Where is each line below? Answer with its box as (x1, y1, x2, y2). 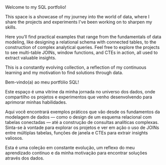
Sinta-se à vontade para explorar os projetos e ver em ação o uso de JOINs (5, 124, 160, 130)
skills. (5, 24, 17, 30)
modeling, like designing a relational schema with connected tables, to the (5, 39, 157, 45)
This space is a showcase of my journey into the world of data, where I (5, 14, 150, 19)
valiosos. (5, 135, 24, 141)
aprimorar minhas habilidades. (5, 99, 67, 105)
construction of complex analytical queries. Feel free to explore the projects (5, 44, 160, 50)
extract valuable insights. (5, 55, 56, 61)
